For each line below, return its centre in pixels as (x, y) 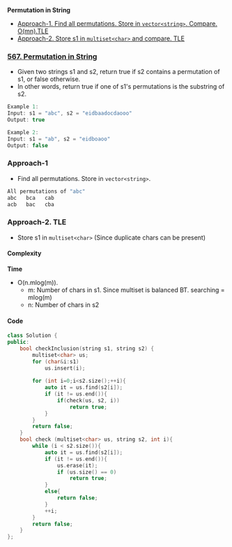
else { (52, 492)
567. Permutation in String (52, 57)
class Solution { (32, 336)
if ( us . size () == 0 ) (87, 472)
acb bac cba (31, 204)
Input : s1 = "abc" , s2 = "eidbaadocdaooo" (70, 114)
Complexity (24, 254)
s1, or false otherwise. (49, 79)
